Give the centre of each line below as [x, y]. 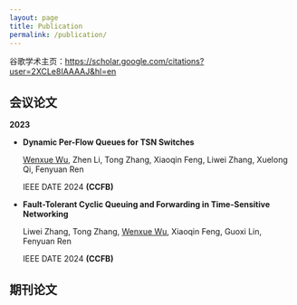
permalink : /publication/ [58, 34]
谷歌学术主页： [37, 62]
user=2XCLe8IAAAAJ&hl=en [63, 71]
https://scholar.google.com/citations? [134, 62]
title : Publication [46, 26]
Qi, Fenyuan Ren [53, 169]
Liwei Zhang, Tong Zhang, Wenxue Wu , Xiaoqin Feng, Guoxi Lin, [142, 232]
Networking [45, 214]
